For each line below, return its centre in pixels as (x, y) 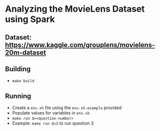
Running (18, 96)
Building (18, 69)
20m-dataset (26, 52)
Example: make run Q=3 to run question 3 (53, 123)
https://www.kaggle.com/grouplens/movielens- (80, 45)
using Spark (30, 19)
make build (23, 81)
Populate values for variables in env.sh (51, 113)
